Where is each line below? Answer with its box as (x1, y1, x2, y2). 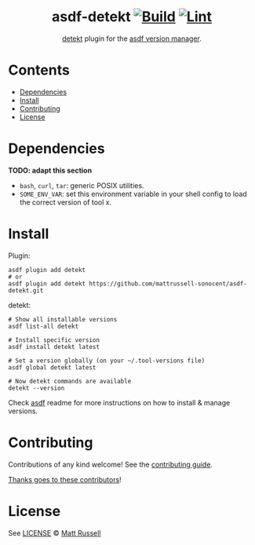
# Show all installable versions (8, 315, 118, 323)
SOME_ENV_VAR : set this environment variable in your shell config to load (19, 189, 247, 198)
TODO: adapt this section (8, 165, 93, 175)
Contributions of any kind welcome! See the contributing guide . (8, 460, 213, 469)
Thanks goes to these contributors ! (8, 474, 122, 484)
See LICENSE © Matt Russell (8, 528, 101, 537)
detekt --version (8, 384, 65, 392)
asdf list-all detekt (8, 322, 79, 330)
